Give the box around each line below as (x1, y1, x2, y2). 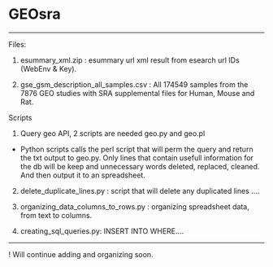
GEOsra (8, 5, 61, 24)
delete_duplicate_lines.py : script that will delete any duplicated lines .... (19, 186, 260, 195)
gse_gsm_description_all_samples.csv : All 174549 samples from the (19, 79, 249, 90)
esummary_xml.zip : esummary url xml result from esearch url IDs (19, 55, 240, 65)
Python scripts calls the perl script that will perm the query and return (19, 144, 253, 154)
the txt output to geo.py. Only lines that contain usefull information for (19, 152, 254, 163)
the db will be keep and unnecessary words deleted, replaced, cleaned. (19, 161, 260, 171)
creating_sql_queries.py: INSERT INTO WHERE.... (19, 225, 184, 236)
